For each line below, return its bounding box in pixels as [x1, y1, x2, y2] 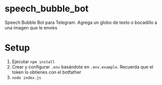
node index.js [11, 75, 41, 80]
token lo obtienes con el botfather [11, 69, 82, 75]
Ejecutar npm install [11, 58, 55, 65]
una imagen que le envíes [4, 24, 58, 30]
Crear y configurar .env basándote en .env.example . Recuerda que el [11, 64, 154, 70]
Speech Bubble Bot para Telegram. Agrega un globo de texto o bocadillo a [4, 19, 158, 25]
